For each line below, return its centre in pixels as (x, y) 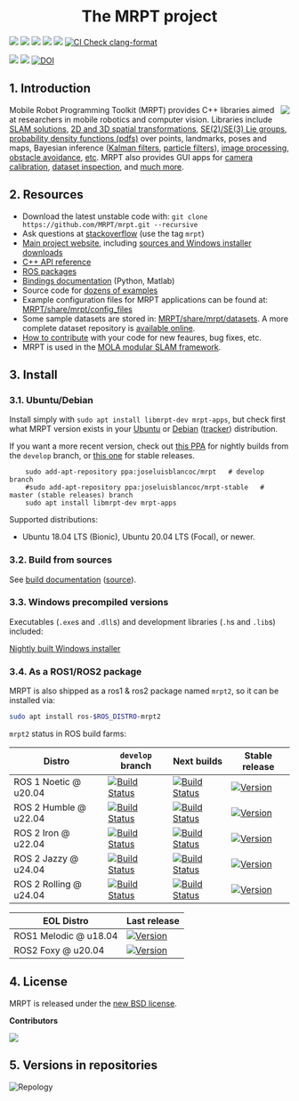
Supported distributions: (54, 520)
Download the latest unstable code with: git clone (115, 216)
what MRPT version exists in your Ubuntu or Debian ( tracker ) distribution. (144, 429)
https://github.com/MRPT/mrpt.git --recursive (110, 224)
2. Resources (46, 194)
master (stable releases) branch (71, 496)
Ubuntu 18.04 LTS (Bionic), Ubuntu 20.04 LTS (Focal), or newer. (138, 537)
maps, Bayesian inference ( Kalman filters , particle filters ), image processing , (149, 148)
